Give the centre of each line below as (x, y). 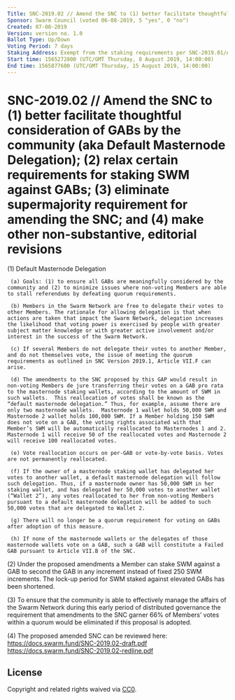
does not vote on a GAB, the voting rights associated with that (104, 422)
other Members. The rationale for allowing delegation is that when (109, 312)
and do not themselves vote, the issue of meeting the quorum (100, 355)
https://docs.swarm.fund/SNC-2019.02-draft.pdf (77, 643)
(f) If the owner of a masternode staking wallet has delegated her (112, 471)
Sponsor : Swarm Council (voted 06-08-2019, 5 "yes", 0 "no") (98, 20)
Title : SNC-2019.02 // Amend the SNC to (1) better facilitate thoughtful (119, 14)
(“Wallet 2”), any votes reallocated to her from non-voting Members (111, 496)
